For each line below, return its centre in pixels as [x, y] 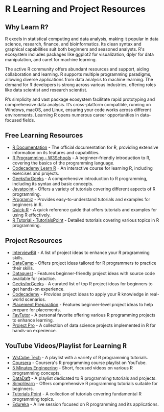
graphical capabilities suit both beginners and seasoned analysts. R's [75, 49]
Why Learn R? [27, 27]
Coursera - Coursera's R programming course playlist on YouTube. [79, 363]
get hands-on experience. [38, 289]
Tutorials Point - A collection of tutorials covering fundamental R [77, 394]
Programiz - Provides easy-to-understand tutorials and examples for [81, 199]
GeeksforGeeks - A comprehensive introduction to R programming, [80, 178]
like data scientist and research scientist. [46, 90]
